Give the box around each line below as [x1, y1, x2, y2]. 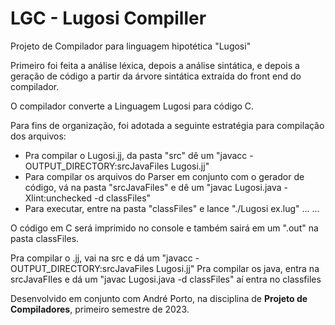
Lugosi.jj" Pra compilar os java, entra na [156, 262, 320, 274]
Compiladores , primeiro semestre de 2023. [10, 303, 190, 315]
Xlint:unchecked [24, 192, 93, 204]
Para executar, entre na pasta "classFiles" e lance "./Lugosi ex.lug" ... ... [24, 202, 320, 214]
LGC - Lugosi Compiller [10, 7, 207, 30]
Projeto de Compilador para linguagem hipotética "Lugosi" [10, 40, 252, 52]
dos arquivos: [10, 130, 67, 142]
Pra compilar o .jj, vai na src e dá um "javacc [10, 252, 193, 264]
